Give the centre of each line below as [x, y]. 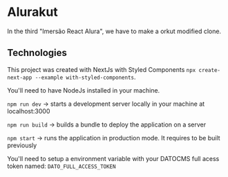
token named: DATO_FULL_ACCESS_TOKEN [61, 166]
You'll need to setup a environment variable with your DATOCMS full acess [113, 158]
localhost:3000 [29, 111]
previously [22, 145]
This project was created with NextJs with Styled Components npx [102, 69]
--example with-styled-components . [85, 77]
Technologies [37, 53]
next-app [20, 77]
